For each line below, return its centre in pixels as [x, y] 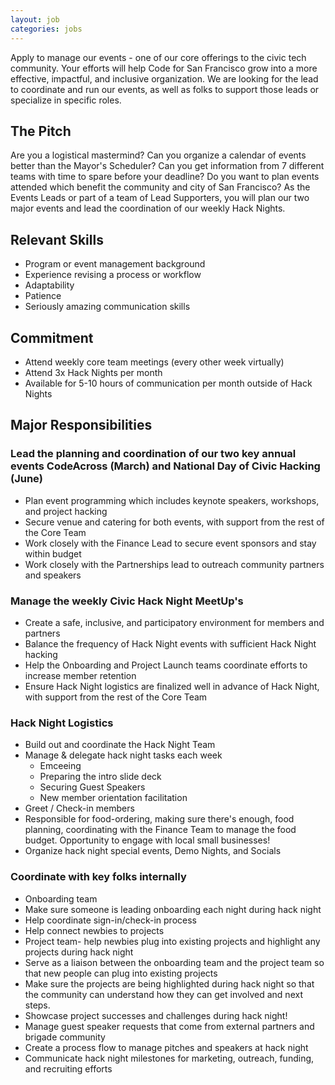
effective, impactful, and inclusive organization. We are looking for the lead [164, 78]
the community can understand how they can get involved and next [163, 994]
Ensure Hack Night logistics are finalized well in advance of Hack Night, [172, 686]
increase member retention [80, 675]
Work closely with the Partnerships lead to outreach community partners [174, 564]
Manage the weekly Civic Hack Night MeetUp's [127, 601]
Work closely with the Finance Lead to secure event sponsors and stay [170, 543]
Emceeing [60, 766]
